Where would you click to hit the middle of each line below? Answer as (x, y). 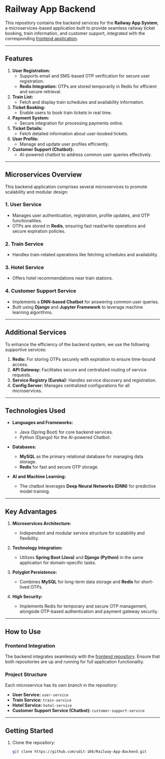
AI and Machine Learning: (39, 477)
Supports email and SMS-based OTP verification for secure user (85, 76)
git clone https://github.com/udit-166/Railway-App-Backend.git (79, 752)
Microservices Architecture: (42, 523)
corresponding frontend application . (42, 39)
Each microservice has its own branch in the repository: (61, 685)
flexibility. (29, 538)
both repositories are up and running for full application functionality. (75, 661)
